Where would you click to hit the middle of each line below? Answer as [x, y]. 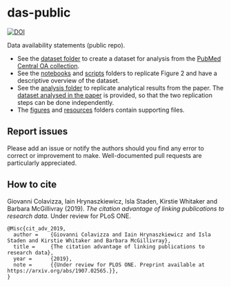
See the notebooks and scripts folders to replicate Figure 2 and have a [117, 73]
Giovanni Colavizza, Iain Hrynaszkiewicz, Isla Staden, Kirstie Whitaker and [112, 201]
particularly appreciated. [42, 163]
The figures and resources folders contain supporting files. [101, 110]
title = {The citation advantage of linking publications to [109, 246]
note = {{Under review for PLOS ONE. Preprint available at [109, 265]
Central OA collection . [48, 66]
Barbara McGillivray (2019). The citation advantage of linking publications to [116, 208]
